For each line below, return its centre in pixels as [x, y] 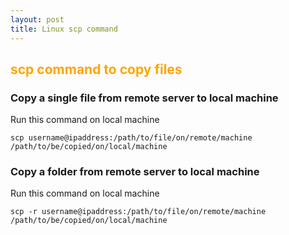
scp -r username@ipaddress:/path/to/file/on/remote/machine [138, 212]
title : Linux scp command [64, 29]
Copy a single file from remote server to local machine [144, 98]
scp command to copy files [96, 69]
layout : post [37, 19]
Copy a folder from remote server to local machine [135, 172]
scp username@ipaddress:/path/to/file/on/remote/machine [131, 138]
